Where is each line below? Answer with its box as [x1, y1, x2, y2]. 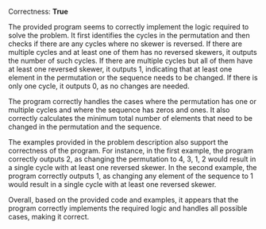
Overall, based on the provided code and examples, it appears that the [8, 195, 239, 204]
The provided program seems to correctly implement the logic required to [8, 22, 249, 31]
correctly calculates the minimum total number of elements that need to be [8, 114, 253, 122]
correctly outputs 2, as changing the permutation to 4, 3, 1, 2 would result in [8, 154, 256, 164]
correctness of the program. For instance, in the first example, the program [8, 146, 254, 155]
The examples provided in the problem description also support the [8, 138, 229, 146]
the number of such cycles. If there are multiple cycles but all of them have [8, 56, 253, 65]
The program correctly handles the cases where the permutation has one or [8, 97, 256, 106]
